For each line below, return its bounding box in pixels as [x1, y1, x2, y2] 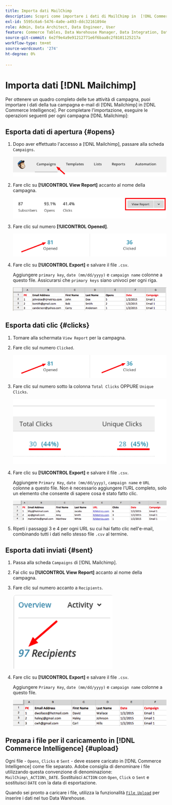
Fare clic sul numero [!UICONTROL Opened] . [12, 223, 109, 230]
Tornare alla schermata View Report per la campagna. [12, 334, 126, 341]
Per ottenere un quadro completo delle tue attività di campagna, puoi [5, 96, 150, 102]
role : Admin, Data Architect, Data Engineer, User [5, 25, 116, 30]
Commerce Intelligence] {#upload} [5, 744, 119, 753]
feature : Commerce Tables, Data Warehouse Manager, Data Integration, [5, 30, 159, 35]
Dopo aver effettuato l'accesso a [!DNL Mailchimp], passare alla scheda [12, 141, 164, 147]
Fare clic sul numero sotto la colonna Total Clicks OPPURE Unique [12, 383, 154, 389]
